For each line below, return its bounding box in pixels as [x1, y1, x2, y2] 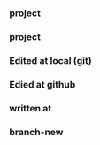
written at [9, 102, 52, 114]
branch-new [9, 126, 64, 138]
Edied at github [9, 78, 76, 90]
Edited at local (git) [9, 54, 92, 66]
